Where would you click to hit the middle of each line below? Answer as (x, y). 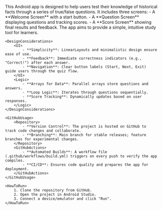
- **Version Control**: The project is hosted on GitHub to (84, 126)
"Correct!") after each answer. (38, 63)
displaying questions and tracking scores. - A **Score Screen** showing (78, 22)
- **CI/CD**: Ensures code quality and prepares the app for (86, 165)
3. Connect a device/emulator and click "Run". (63, 199)
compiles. (15, 160)
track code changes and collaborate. (43, 131)
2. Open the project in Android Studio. (55, 194)
